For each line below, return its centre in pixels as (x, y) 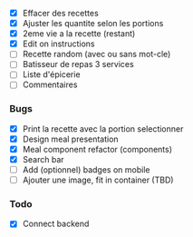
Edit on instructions (58, 44)
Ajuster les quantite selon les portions (93, 24)
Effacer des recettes (61, 13)
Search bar (43, 159)
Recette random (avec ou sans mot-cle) (96, 54)
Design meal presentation (71, 139)
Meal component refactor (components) (97, 149)
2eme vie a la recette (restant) (79, 34)
